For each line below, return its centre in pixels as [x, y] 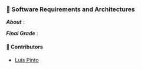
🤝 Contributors [24, 47]
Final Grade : [22, 33]
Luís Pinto [27, 60]
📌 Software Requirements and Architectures [70, 9]
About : [15, 22]
